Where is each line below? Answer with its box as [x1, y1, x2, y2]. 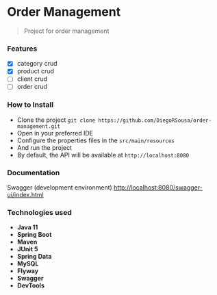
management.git [16, 123, 61, 130]
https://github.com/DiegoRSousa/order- [98, 117, 212, 124]
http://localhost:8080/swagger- [114, 183, 203, 192]
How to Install [7, 100, 53, 110]
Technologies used [7, 208, 72, 217]
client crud [16, 75, 48, 83]
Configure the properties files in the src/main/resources [16, 136, 175, 144]
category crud [16, 60, 58, 68]
